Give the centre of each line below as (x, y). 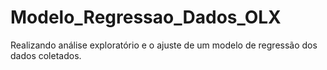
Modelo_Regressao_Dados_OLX (146, 17)
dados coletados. (46, 55)
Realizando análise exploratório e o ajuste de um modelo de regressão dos (164, 45)
